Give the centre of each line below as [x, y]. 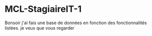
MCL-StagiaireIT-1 [43, 9]
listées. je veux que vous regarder [39, 28]
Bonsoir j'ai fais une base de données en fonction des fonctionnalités [76, 23]
